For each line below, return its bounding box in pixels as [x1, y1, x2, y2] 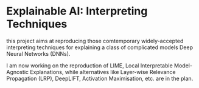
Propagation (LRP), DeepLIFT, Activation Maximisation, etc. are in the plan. [6, 75, 194, 82]
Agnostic [6, 68, 29, 75]
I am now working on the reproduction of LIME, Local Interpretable [6, 62, 173, 69]
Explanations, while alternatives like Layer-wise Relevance [30, 68, 176, 75]
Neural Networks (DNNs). [6, 50, 71, 57]
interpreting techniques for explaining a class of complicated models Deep [6, 44, 194, 51]
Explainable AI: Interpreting [6, 4, 148, 18]
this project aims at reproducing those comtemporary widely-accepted [6, 37, 184, 44]
